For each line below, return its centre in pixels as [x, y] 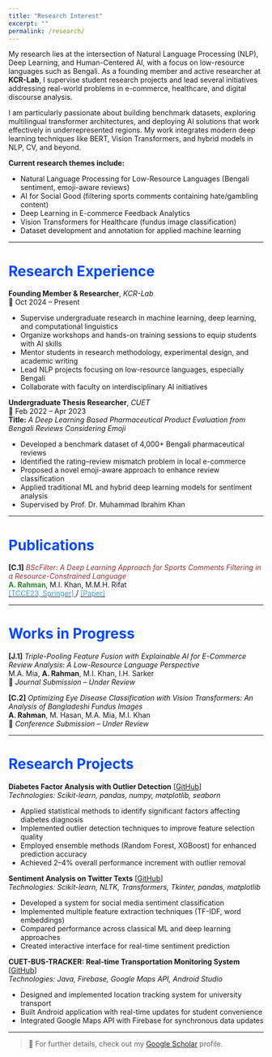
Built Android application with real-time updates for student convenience [141, 1012]
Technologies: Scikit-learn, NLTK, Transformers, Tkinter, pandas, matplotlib [134, 887]
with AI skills [41, 344]
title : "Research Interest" [56, 16]
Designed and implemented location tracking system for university [131, 994]
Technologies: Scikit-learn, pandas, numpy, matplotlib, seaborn [115, 796]
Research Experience [82, 271]
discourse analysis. [40, 97]
